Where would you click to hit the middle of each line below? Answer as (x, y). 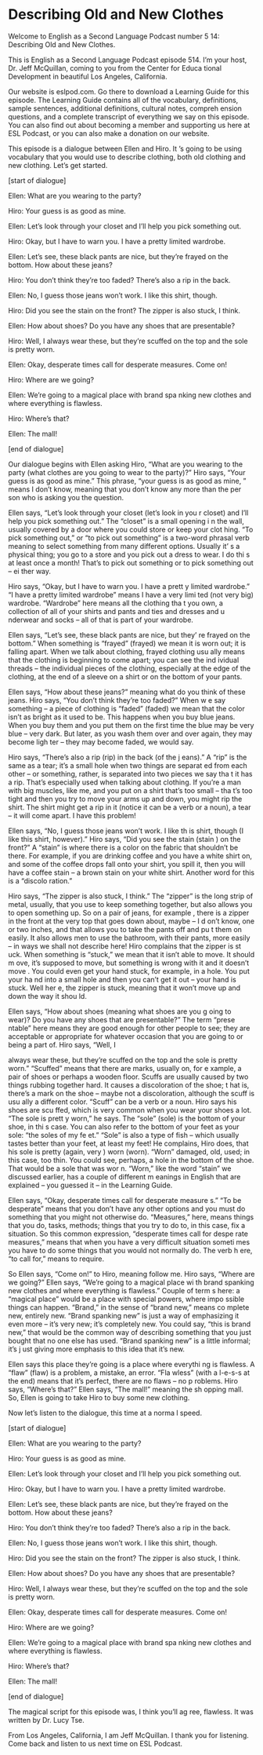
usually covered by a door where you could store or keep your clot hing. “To (131, 529)
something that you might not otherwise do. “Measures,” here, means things (131, 1217)
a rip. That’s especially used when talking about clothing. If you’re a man (124, 782)
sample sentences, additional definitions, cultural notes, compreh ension (125, 108)
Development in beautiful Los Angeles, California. (88, 76)
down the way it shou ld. (48, 996)
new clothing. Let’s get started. (58, 165)
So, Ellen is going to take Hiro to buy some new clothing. (99, 1397)
